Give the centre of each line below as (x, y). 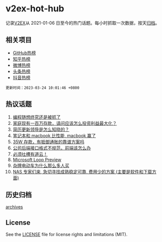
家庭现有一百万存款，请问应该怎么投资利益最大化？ (65, 123)
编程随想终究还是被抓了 (37, 117)
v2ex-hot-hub (35, 9)
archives (14, 207)
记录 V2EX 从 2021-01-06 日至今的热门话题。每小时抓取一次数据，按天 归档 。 (83, 23)
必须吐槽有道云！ (30, 154)
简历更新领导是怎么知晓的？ (41, 129)
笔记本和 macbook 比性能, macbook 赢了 (54, 135)
